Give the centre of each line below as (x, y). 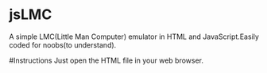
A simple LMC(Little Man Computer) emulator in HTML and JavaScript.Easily (134, 36)
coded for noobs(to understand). (63, 44)
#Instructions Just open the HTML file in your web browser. (106, 60)
